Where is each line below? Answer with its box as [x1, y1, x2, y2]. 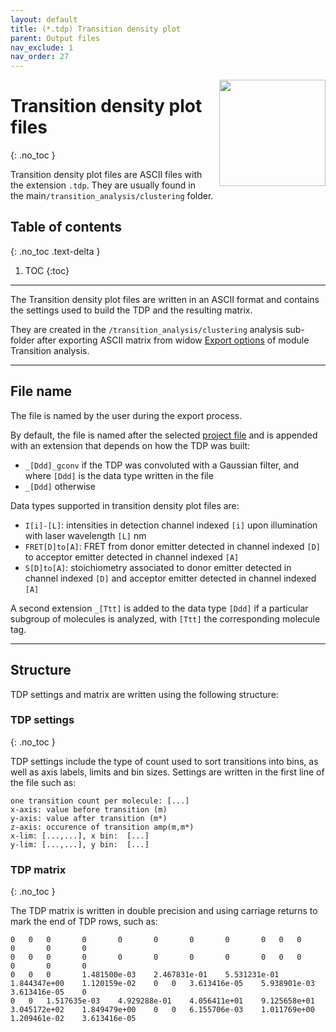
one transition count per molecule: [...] [10, 796, 190, 806]
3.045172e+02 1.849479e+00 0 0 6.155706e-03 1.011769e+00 [10, 1005, 315, 1015]
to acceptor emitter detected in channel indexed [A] [24, 551, 240, 563]
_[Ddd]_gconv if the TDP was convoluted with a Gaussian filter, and [24, 459, 300, 471]
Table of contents [10, 219, 122, 236]
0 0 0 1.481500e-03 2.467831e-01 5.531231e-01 [10, 970, 280, 980]
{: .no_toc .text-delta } [10, 245, 101, 257]
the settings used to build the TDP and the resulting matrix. [10, 304, 253, 316]
